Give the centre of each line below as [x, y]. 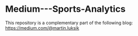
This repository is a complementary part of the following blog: [69, 23]
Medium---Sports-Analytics [65, 9]
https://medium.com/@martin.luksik [42, 28]
